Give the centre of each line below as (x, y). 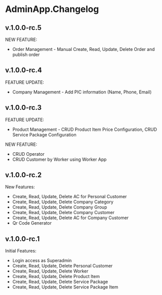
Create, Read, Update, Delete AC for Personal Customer (70, 197)
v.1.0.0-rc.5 (23, 28)
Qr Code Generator (32, 223)
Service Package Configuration (44, 135)
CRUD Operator (28, 154)
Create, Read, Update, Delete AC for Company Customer (71, 218)
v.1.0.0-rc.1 (22, 239)
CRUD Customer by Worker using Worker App (59, 159)
